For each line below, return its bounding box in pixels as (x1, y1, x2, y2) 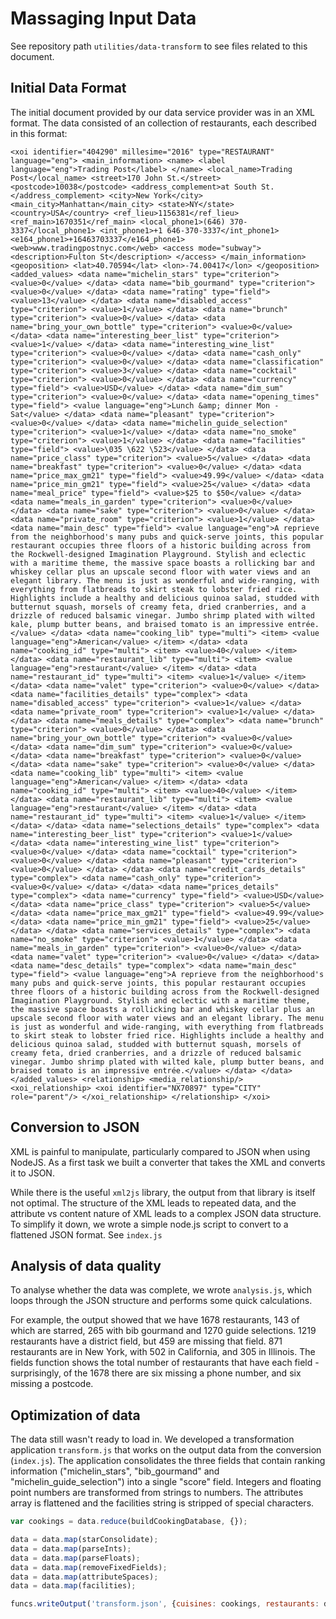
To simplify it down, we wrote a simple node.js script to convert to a (10, 1218, 289, 1230)
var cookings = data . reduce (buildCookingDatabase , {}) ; (10, 1517, 248, 1527)
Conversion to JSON (10, 1119, 140, 1136)
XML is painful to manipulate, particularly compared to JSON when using (10, 1145, 311, 1157)
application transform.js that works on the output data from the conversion (10, 1444, 322, 1456)
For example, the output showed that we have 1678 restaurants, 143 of (10, 1314, 300, 1326)
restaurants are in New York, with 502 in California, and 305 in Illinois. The (10, 1346, 316, 1358)
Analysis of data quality (10, 1257, 162, 1274)
